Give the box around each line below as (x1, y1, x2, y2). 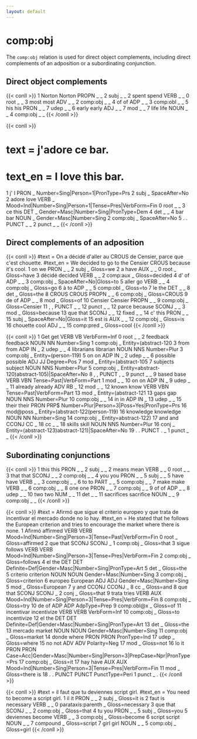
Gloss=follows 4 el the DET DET (6, 559, 83, 566)
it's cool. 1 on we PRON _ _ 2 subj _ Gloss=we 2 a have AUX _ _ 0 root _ (6, 266, 177, 273)
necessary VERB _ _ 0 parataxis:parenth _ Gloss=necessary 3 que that (6, 701, 176, 708)
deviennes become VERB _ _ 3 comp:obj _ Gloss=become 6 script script (6, 714, 180, 721)
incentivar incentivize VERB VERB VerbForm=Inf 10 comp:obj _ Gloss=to (6, 608, 180, 616)
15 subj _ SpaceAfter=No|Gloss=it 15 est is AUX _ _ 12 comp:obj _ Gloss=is (6, 316, 185, 323)
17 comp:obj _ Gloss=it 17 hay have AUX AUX (18, 658, 127, 666)
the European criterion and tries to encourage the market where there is (6, 521, 180, 528)
